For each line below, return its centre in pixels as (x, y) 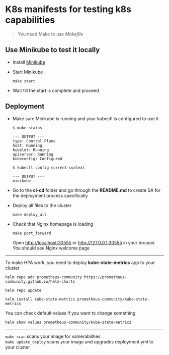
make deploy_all (29, 215)
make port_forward (32, 233)
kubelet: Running (31, 150)
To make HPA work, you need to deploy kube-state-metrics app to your (80, 262)
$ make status (27, 128)
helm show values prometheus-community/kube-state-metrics (68, 322)
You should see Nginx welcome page (51, 248)
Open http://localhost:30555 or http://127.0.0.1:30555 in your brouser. (84, 242)
